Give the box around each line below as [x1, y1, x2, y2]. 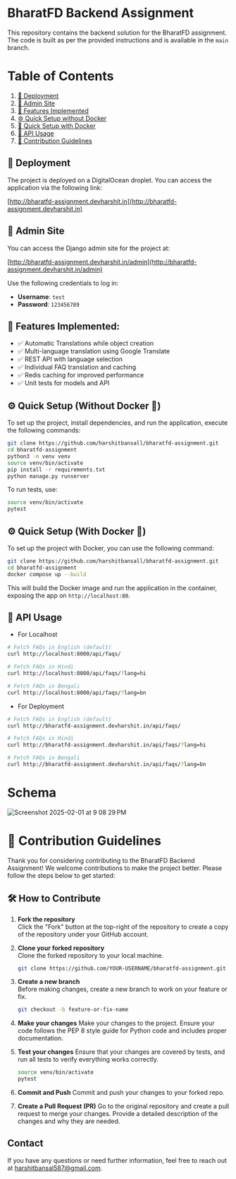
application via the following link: [7, 183, 102, 192]
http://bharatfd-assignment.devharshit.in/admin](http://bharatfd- [9, 257, 197, 266]
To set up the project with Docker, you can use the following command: [7, 544, 214, 552]
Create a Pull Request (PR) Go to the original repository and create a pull [17, 1102, 230, 1110]
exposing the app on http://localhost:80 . [7, 591, 130, 599]
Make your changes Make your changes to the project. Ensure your [17, 1019, 215, 1028]
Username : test [17, 292, 66, 301]
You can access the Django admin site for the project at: [7, 244, 170, 252]
